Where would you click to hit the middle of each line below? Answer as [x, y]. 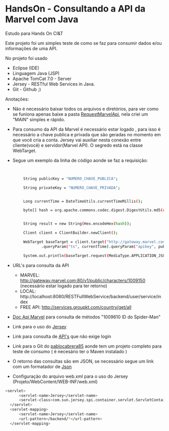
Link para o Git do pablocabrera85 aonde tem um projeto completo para [87, 346]
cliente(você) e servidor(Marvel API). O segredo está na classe [78, 145]
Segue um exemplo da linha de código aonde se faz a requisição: [80, 160]
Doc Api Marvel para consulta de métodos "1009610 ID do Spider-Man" [87, 317]
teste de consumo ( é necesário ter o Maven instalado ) [70, 351]
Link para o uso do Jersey [39, 326]
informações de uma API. [31, 48]
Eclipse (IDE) [26, 68]
